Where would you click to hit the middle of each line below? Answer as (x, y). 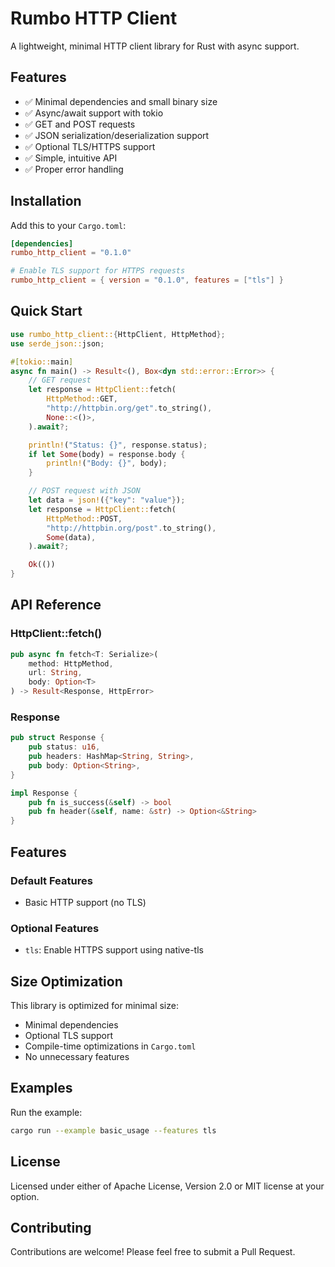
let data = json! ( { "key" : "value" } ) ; (107, 500)
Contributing (51, 1227)
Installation (46, 201)
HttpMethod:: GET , (82, 399)
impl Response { (44, 793)
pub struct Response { (57, 738)
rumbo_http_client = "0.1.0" (71, 253)
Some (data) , (71, 537)
